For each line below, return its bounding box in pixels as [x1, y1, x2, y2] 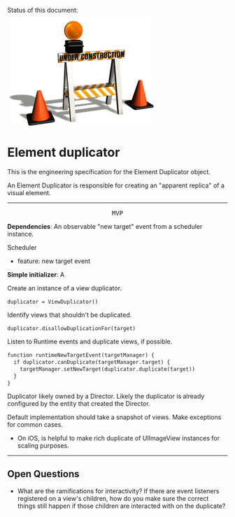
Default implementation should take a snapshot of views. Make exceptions [7, 413, 222, 421]
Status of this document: [7, 6, 78, 14]
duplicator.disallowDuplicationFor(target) [7, 325, 136, 332]
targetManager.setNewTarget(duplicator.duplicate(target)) [20, 365, 196, 373]
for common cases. [7, 420, 63, 429]
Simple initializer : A [7, 270, 65, 278]
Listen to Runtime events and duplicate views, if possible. [7, 337, 173, 346]
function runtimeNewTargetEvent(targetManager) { [7, 351, 155, 359]
